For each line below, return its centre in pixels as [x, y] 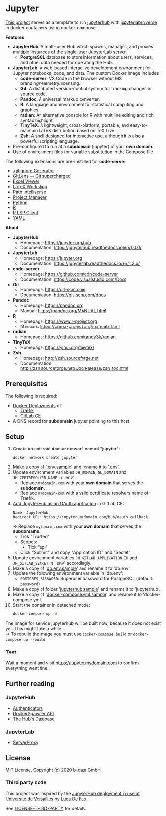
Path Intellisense [29, 192]
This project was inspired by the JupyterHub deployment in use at [73, 793]
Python [20, 202]
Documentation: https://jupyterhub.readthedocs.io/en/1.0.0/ [81, 247]
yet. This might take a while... [35, 629]
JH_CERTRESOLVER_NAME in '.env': [44, 478]
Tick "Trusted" [35, 537]
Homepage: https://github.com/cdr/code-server [69, 274]
